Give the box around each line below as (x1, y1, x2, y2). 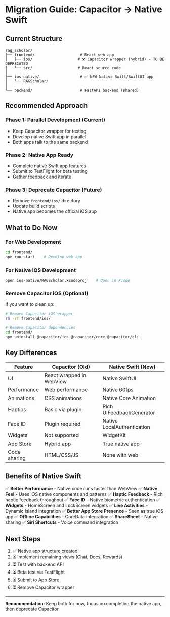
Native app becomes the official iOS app (12, 208, 97, 214)
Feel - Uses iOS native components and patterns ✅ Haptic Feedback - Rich (5, 491, 163, 497)
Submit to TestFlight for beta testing (12, 168, 88, 174)
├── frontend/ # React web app (5, 52, 114, 57)
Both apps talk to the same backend (12, 139, 88, 145)
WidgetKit (102, 432, 126, 439)
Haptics (8, 406, 26, 413)
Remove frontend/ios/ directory (12, 198, 81, 204)
